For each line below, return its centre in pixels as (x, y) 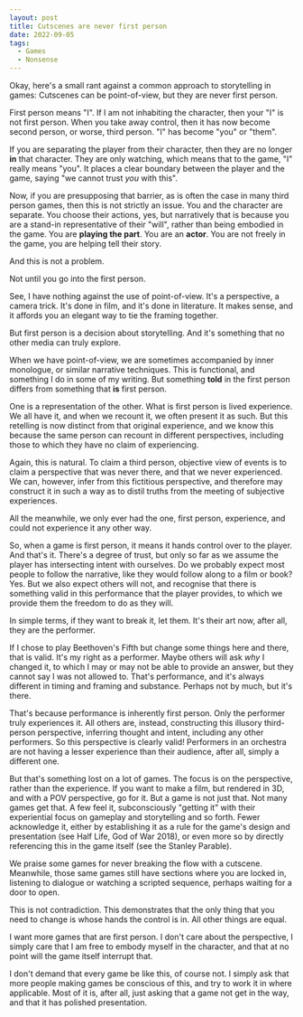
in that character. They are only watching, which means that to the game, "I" (151, 159)
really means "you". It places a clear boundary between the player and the (147, 169)
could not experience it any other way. (80, 528)
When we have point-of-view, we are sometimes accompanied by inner (142, 360)
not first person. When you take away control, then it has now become (140, 122)
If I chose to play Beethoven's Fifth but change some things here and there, (149, 648)
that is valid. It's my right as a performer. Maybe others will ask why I (137, 657)
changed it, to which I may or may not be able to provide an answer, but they (151, 667)
